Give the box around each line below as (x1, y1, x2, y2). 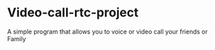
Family (7, 34, 26, 42)
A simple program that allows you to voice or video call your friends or (7, 27, 208, 36)
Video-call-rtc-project (7, 5, 139, 21)
